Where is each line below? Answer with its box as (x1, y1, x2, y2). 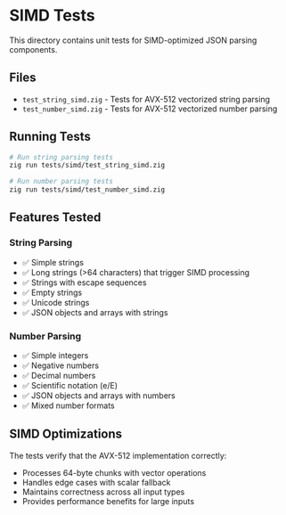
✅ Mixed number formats (21, 400, 115, 411)
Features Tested (9, 210, 102, 225)
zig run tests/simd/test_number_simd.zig (9, 185, 166, 194)
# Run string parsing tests (9, 152, 114, 161)
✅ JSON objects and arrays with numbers (21, 390, 176, 401)
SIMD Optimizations (9, 427, 123, 442)
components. (9, 44, 58, 54)
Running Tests (9, 129, 91, 144)
